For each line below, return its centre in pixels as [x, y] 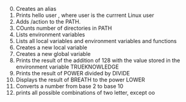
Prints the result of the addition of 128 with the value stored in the [98, 60]
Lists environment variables [50, 35]
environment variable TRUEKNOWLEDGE [67, 67]
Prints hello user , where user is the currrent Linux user [85, 15]
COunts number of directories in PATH [64, 28]
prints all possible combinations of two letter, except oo [85, 93]
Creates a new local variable [52, 47]
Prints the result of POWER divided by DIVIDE [73, 73]
